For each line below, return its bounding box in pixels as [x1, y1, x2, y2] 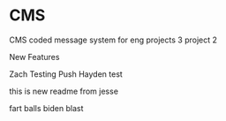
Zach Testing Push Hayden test [9, 68, 124, 79]
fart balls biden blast [9, 102, 84, 113]
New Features [9, 51, 60, 62]
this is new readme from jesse [9, 86, 119, 96]
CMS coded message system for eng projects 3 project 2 [9, 34, 218, 45]
